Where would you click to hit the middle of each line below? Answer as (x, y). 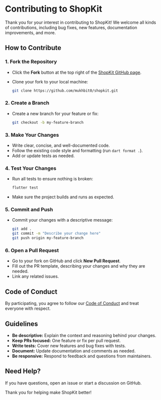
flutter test (25, 188)
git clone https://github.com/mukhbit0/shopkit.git (65, 91)
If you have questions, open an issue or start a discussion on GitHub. (74, 383)
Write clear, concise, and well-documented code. (61, 145)
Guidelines (21, 324)
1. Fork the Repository (31, 62)
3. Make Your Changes (32, 135)
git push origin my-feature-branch (48, 238)
